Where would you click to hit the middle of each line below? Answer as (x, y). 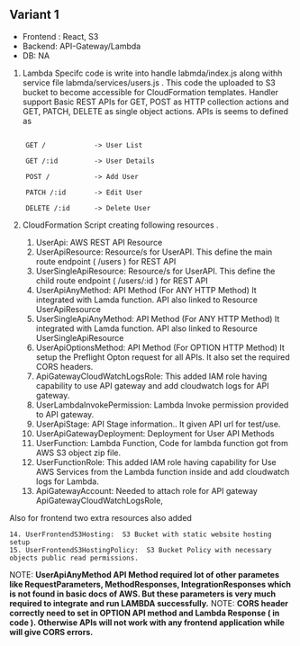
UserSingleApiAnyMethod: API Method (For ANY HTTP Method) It (158, 319)
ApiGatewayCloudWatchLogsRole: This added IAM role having (151, 376)
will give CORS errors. (51, 632)
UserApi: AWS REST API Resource (99, 242)
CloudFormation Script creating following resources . (120, 225)
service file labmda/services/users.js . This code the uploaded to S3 (149, 82)
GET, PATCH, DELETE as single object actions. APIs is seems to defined (155, 111)
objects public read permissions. (74, 558)
